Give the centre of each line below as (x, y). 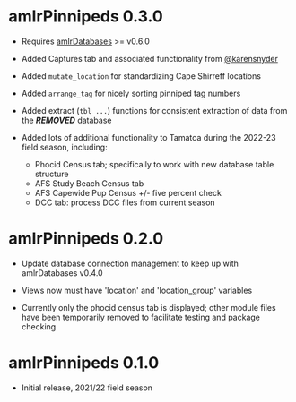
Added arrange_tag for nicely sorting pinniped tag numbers (131, 93)
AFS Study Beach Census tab (89, 183)
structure (52, 174)
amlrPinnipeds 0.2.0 (86, 239)
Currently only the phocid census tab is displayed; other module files (148, 307)
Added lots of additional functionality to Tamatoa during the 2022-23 (148, 137)
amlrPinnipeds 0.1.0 (84, 363)
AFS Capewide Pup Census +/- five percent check (128, 192)
